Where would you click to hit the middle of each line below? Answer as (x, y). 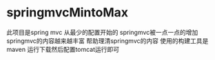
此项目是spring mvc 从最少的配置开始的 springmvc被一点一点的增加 (102, 32)
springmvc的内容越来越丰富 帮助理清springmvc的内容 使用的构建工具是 (107, 41)
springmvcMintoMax (68, 13)
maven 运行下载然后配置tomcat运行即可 (63, 49)
